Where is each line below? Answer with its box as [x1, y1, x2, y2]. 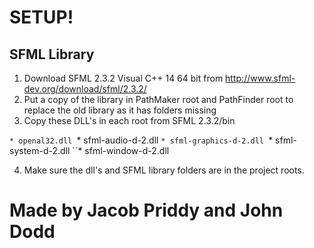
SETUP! [9, 6, 74, 29]
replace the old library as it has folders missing [23, 104, 217, 116]
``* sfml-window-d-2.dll [72, 145, 170, 156]
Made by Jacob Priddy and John [9, 199, 284, 222]
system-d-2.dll [9, 145, 71, 156]
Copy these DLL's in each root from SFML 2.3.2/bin [23, 115, 236, 126]
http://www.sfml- [225, 72, 296, 84]
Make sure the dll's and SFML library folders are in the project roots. [23, 164, 305, 176]
